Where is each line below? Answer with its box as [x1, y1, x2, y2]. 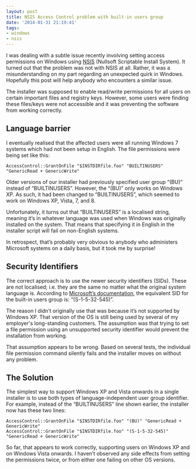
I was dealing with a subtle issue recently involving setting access [6, 52, 165, 59]
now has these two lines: [6, 407, 66, 414]
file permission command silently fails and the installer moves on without [6, 350, 181, 357]
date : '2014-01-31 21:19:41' [6, 19, 77, 25]
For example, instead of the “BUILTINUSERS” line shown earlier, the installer [6, 400, 189, 408]
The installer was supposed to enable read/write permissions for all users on [6, 88, 191, 95]
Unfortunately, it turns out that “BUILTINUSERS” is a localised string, [6, 208, 171, 215]
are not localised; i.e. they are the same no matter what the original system [6, 283, 186, 290]
